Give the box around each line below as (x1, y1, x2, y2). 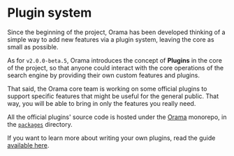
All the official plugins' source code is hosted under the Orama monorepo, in (7, 113, 227, 121)
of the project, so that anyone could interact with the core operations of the (7, 63, 224, 72)
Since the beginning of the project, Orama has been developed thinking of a (7, 28, 226, 36)
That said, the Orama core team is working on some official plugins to (7, 84, 207, 93)
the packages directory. (7, 120, 73, 128)
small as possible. (7, 42, 59, 51)
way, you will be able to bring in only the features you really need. (7, 99, 196, 107)
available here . (7, 141, 50, 149)
